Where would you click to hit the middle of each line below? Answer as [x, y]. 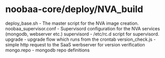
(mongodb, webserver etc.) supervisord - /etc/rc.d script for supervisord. [82, 34]
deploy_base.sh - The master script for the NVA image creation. [72, 23]
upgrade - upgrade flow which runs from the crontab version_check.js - [81, 39]
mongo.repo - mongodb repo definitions [48, 50]
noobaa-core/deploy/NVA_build [74, 9]
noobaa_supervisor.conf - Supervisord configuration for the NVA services [83, 28]
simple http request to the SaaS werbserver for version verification [75, 44]
